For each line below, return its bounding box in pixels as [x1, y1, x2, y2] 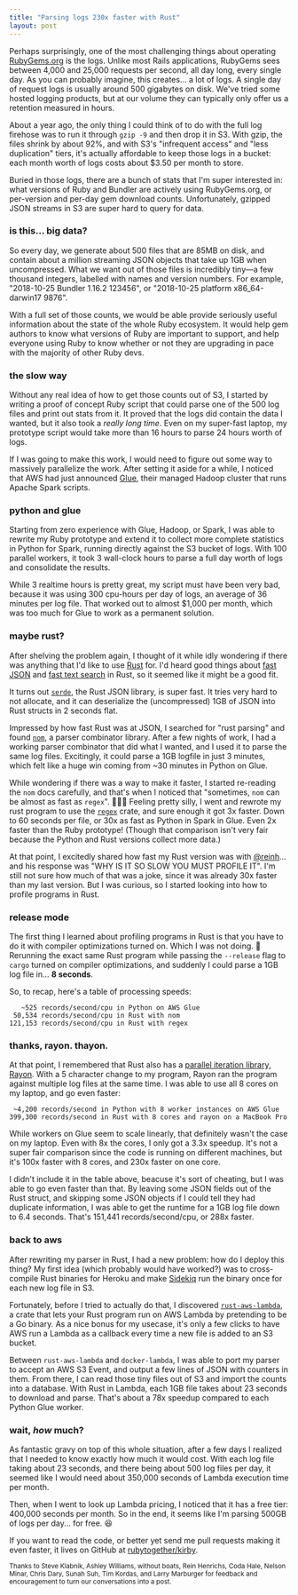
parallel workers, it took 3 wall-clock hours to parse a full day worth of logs [9, 552, 284, 564]
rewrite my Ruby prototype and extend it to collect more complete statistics [9, 534, 285, 544]
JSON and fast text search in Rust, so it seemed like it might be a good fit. [9, 669, 278, 679]
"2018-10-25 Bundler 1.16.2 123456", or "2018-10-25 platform [9, 282, 232, 293]
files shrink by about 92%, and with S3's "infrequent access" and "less [9, 139, 269, 149]
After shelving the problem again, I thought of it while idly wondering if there [9, 650, 288, 661]
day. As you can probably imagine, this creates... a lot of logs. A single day [9, 74, 282, 84]
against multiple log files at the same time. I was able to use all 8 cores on [9, 1078, 278, 1089]
